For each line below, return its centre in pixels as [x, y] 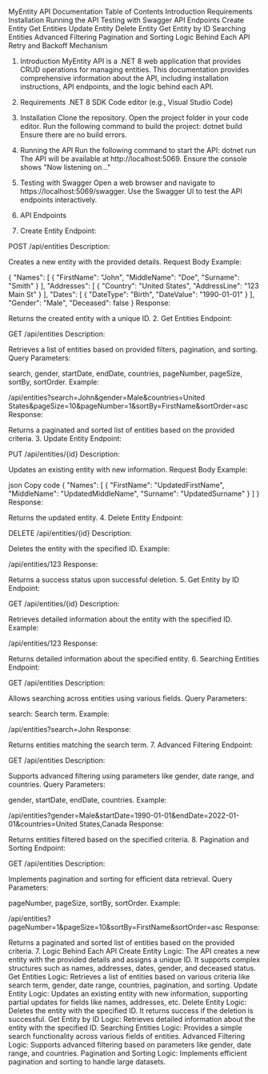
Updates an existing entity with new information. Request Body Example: [128, 469]
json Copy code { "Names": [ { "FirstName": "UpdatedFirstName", [116, 485]
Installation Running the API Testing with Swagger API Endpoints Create [126, 20]
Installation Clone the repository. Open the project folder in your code [134, 118]
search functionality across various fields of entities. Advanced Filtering [127, 1036]
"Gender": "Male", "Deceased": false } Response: [89, 303]
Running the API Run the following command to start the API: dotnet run [138, 150]
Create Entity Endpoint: [58, 231]
